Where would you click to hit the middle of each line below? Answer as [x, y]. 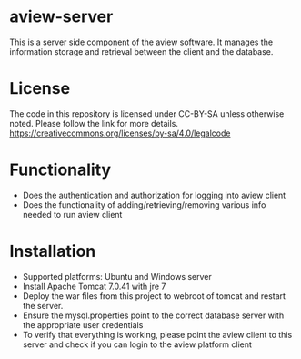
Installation [53, 251]
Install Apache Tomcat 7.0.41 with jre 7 [94, 286]
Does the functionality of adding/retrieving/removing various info [144, 205]
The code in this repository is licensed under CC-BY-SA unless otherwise [147, 113]
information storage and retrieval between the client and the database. [141, 51]
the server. [43, 305]
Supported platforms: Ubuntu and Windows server [117, 276]
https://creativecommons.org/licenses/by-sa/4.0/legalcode [120, 133]
